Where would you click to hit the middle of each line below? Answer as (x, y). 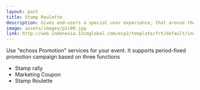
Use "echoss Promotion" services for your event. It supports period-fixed (96, 50)
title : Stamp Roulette (34, 17)
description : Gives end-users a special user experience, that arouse (96, 22)
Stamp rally (29, 68)
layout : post (22, 12)
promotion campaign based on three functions (63, 57)
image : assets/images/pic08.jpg (46, 28)
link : (13, 34)
